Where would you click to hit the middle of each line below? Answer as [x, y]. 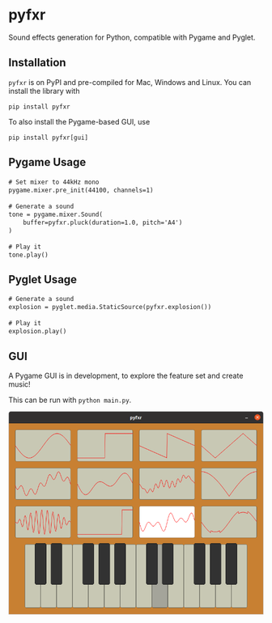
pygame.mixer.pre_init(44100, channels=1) [81, 190]
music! [19, 384]
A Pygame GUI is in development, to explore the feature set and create [126, 376]
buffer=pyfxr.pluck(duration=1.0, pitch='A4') [103, 222]
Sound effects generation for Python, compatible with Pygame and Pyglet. [132, 37]
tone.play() [28, 255]
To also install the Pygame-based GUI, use [79, 121]
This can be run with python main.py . [70, 400]
